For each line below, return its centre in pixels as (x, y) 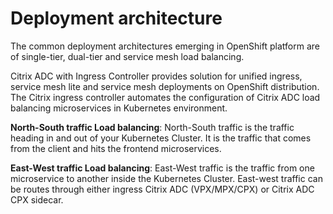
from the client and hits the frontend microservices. (116, 148)
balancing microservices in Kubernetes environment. (119, 108)
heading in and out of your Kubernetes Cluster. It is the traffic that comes (161, 138)
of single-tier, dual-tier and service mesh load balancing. (127, 56)
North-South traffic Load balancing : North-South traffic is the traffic (152, 127)
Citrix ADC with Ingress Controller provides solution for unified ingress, (156, 76)
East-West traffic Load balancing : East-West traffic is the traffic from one (162, 168)
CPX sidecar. (37, 199)
